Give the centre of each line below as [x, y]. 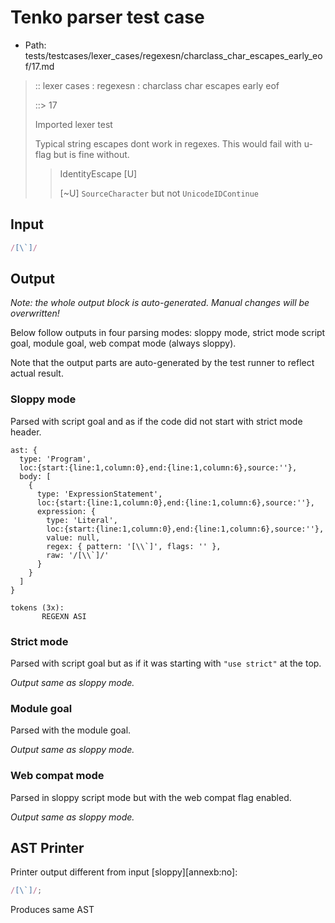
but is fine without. [91, 154]
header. [26, 432]
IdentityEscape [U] [98, 173]
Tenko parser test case [107, 17]
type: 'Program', [55, 459]
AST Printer [47, 848]
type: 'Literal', [82, 520]
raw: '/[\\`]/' [78, 555]
